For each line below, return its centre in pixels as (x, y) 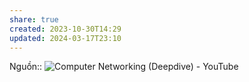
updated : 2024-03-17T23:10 (65, 38)
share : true (34, 19)
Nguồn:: (26, 67)
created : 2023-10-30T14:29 (65, 29)
